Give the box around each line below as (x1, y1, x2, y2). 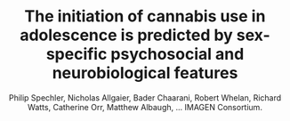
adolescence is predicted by (19, 25, 233, 45)
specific (45, 44, 108, 64)
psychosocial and (110, 44, 245, 64)
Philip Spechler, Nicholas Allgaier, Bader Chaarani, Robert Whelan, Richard (8, 92, 282, 103)
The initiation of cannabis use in (24, 6, 266, 27)
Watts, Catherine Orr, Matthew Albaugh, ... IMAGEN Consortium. (28, 101, 262, 112)
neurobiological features (52, 63, 238, 84)
